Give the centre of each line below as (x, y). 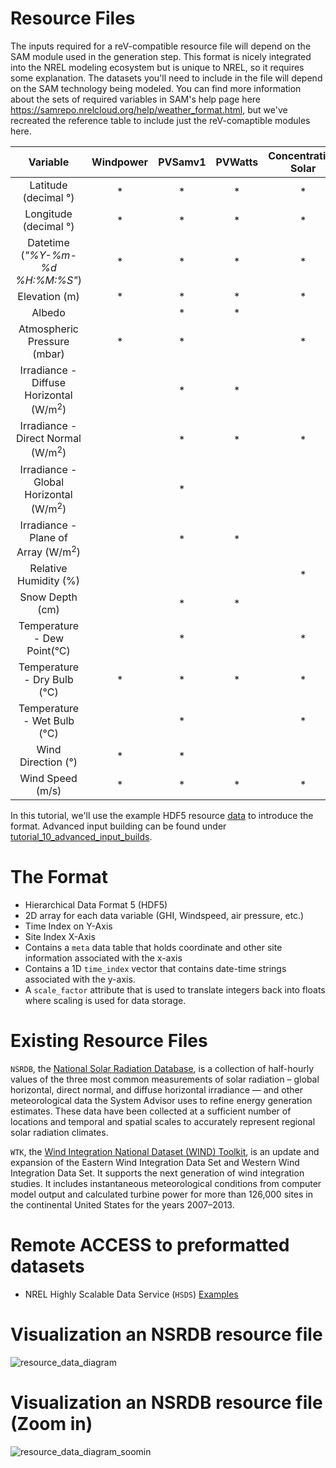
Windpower (120, 162)
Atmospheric (48, 329)
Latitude (48, 185)
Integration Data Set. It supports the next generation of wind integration (157, 1173)
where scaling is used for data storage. (105, 1001)
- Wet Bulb (48, 721)
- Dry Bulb (48, 680)
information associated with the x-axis (103, 958)
